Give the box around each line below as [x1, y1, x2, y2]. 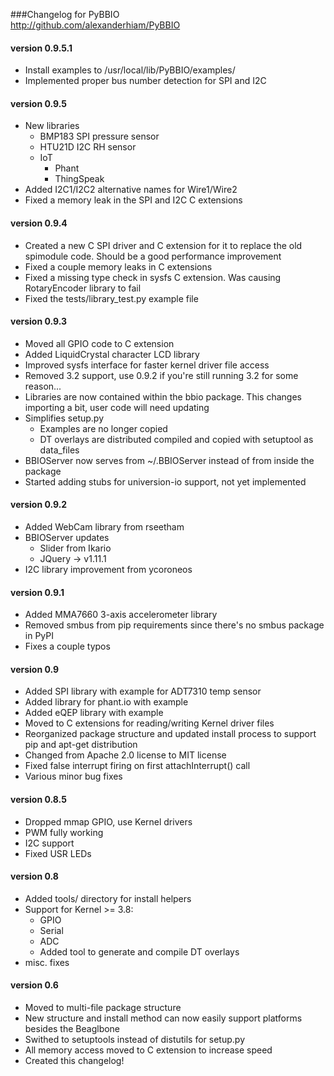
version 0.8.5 [10, 794, 67, 806]
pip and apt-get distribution [24, 739, 138, 751]
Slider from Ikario [39, 542, 112, 554]
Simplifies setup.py [24, 412, 105, 424]
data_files [39, 444, 80, 456]
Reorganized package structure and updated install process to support [24, 728, 317, 740]
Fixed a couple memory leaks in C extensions [24, 260, 213, 273]
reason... [24, 380, 62, 392]
